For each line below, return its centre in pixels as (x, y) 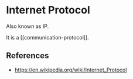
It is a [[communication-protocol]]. (47, 37)
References (28, 56)
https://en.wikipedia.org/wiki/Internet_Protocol (71, 70)
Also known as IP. (27, 26)
